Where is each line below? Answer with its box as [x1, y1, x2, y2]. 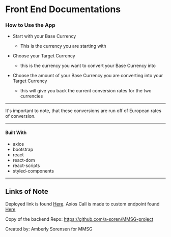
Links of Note [5, 187, 48, 196]
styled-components [12, 167, 54, 174]
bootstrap [12, 146, 34, 152]
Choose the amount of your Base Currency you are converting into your [12, 73, 163, 79]
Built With [5, 129, 27, 136]
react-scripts [12, 162, 40, 168]
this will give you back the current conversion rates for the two [20, 88, 152, 94]
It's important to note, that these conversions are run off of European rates [5, 108, 162, 114]
